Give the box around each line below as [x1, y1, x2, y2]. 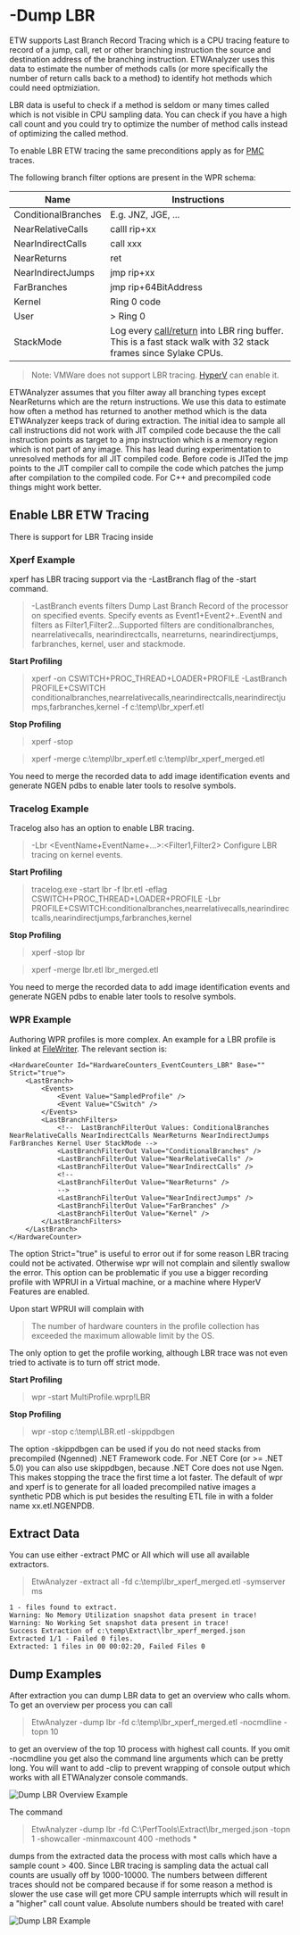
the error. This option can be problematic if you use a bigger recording [9, 1266, 269, 1277]
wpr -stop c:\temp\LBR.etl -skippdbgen [30, 1425, 176, 1437]
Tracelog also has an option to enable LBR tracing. [9, 823, 195, 834]
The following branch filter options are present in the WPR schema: [9, 171, 256, 183]
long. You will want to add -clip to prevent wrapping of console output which [9, 1763, 290, 1773]
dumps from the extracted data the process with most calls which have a [9, 1851, 278, 1862]
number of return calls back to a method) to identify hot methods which [9, 72, 272, 83]
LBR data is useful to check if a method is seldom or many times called [9, 99, 270, 110]
